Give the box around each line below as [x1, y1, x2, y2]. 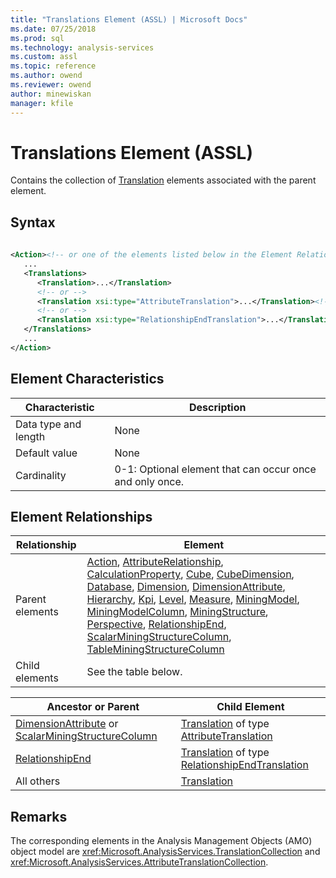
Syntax [10, 214, 56, 231]
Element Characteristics [10, 371, 165, 388]
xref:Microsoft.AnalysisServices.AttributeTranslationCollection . [10, 856, 269, 868]
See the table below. [86, 665, 183, 679]
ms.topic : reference [10, 61, 97, 71]
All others [15, 774, 61, 788]
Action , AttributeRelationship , [86, 555, 224, 569]
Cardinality [15, 468, 67, 482]
